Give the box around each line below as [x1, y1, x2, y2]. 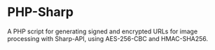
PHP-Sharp [7, 4, 74, 20]
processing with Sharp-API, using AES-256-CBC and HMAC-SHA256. [7, 34, 209, 42]
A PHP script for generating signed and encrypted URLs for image [7, 27, 198, 35]
